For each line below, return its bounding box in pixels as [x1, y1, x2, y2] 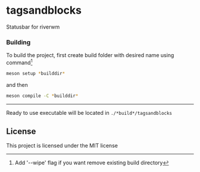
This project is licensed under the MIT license [6, 142, 118, 149]
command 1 [6, 58, 33, 66]
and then [6, 81, 28, 88]
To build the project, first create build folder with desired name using [6, 52, 174, 59]
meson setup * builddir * [6, 70, 65, 76]
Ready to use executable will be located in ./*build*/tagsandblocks [6, 109, 173, 116]
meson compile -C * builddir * [6, 93, 79, 99]
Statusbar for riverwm [6, 23, 60, 30]
